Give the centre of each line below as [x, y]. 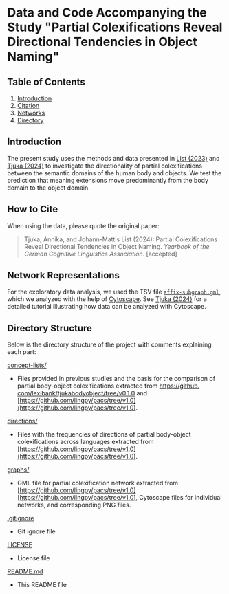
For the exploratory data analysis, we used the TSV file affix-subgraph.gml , [114, 292]
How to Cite [33, 209]
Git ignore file [36, 531]
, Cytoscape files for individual [179, 498]
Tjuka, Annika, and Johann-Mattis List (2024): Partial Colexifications [121, 239]
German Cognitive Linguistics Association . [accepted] [100, 254]
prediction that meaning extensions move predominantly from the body [108, 180]
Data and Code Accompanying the [107, 13]
